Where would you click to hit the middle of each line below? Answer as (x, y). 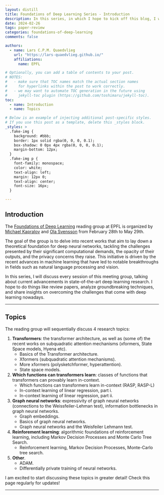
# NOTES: (14, 77)
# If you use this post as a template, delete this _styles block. (75, 123)
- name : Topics (25, 109)
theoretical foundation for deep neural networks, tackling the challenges (78, 246)
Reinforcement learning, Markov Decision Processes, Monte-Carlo (86, 447)
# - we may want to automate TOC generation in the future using (75, 91)
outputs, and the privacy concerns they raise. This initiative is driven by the (81, 257)
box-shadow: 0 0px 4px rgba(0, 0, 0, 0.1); (59, 145)
